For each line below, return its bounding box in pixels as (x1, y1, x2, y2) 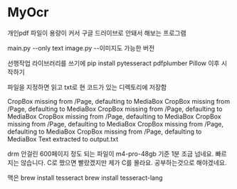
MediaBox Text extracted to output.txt (7, 134, 119, 143)
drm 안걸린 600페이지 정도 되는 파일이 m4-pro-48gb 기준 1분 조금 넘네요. (7, 149, 214, 158)
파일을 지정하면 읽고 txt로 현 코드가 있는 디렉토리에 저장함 (7, 82, 167, 91)
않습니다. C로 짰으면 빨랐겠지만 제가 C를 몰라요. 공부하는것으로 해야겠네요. (20, 158, 228, 167)
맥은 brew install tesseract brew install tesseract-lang (7, 173, 163, 182)
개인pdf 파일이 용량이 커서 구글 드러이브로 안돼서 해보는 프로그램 (7, 28, 186, 37)
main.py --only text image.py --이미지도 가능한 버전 (7, 43, 155, 52)
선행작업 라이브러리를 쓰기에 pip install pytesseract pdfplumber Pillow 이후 (7, 58, 220, 67)
